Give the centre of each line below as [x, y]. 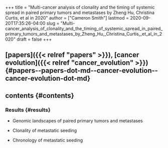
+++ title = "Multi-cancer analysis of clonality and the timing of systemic [80, 7]
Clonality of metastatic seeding [45, 130]
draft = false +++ [34, 39]
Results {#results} [28, 110]
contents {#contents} [40, 96]
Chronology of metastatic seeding [48, 140]
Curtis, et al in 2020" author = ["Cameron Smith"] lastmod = [67, 18]
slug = [53, 23]
